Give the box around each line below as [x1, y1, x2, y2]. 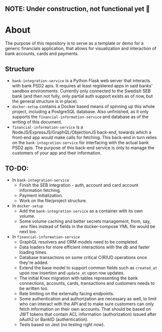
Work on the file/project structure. [19, 197, 87, 203]
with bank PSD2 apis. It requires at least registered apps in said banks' [12, 83, 153, 89]
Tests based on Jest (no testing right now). [19, 321, 105, 327]
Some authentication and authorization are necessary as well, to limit [19, 296, 157, 301]
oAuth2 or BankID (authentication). [19, 316, 88, 322]
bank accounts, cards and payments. [5, 51, 79, 56]
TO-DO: [5, 164, 29, 173]
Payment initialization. [19, 192, 63, 198]
